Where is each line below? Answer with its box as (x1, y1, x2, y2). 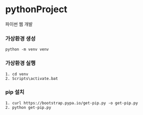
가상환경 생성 (5, 35, 36, 42)
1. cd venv (5, 71, 29, 77)
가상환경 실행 (5, 60, 36, 67)
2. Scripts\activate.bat (5, 76, 58, 81)
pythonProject (5, 4, 67, 15)
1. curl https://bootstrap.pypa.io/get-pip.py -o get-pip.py (5, 100, 138, 105)
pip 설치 (5, 89, 25, 96)
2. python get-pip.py (5, 105, 52, 110)
